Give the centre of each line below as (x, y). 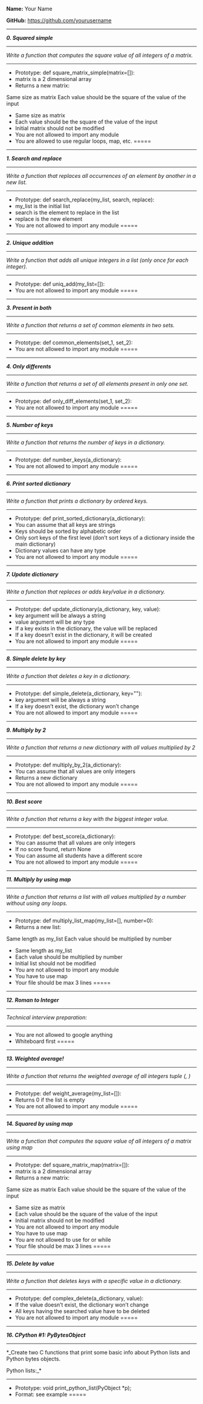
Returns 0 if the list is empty (50, 1100)
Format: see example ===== (50, 1394)
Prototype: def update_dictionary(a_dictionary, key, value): (88, 609)
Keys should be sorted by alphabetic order (68, 531)
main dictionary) (35, 544)
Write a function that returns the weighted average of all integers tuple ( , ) (98, 1076)
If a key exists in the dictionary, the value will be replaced (86, 628)
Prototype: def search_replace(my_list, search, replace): (85, 200)
